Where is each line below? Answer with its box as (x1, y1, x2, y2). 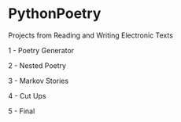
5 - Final (8, 106, 35, 116)
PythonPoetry (8, 5, 102, 23)
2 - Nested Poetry (8, 60, 67, 70)
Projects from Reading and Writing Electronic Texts (8, 30, 173, 40)
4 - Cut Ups (8, 91, 46, 100)
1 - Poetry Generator (8, 45, 75, 55)
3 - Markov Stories (8, 76, 69, 85)
